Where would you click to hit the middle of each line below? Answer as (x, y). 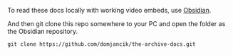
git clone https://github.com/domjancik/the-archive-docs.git (102, 44)
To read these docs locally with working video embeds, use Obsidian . (109, 10)
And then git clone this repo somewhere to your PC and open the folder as (116, 24)
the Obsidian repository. (43, 31)
